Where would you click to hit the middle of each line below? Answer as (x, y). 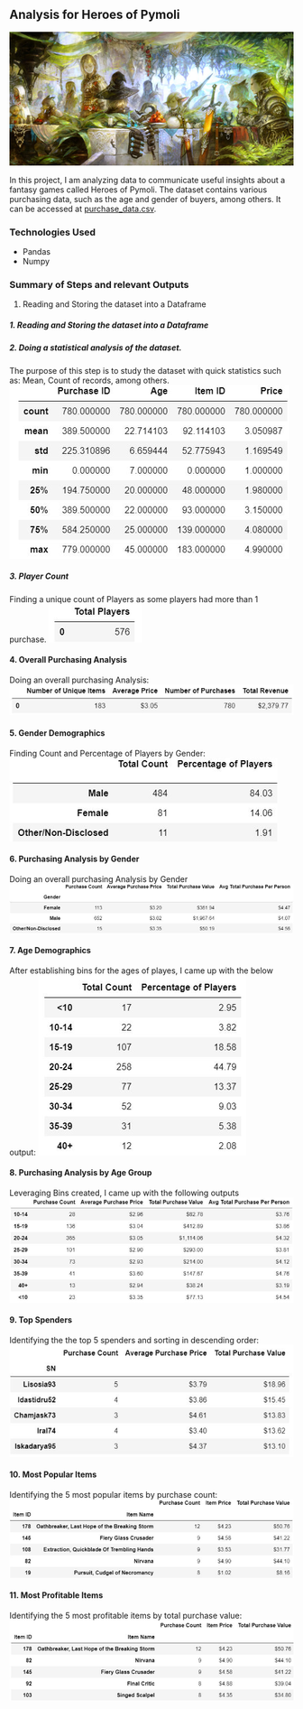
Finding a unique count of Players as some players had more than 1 (134, 599)
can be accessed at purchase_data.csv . (83, 209)
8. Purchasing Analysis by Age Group (81, 1173)
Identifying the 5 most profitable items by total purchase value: (126, 1615)
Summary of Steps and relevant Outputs (99, 284)
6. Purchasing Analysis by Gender (74, 859)
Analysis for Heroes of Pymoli (95, 15)
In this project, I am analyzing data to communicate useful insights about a (147, 180)
